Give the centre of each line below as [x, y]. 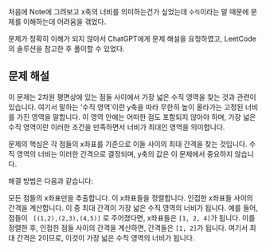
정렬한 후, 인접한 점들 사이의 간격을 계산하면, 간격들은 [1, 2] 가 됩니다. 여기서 [128, 228]
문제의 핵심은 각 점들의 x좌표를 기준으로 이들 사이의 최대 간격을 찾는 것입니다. [128, 144]
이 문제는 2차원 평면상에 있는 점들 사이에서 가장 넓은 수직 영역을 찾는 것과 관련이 [132, 97]
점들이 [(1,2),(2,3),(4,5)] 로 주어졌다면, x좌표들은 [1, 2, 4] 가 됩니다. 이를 [132, 217]
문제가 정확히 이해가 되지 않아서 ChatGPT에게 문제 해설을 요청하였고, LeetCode [132, 39]
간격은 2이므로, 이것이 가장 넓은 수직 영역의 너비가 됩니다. [106, 237]
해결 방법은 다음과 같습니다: [51, 181]
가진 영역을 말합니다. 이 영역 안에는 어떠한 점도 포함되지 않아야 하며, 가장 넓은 [136, 117]
